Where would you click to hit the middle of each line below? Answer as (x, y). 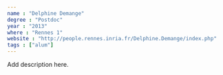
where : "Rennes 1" (35, 32)
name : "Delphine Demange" (46, 13)
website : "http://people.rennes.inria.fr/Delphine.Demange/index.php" (112, 39)
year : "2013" (28, 26)
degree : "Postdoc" (35, 20)
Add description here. (38, 64)
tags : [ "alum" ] (30, 45)
